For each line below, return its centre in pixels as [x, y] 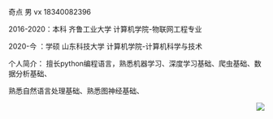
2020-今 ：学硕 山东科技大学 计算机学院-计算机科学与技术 [106, 46]
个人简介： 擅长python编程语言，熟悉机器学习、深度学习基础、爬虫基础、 [131, 64]
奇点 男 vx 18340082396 [50, 12]
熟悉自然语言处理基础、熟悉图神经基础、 [76, 91]
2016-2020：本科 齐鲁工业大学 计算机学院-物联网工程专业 [105, 29]
